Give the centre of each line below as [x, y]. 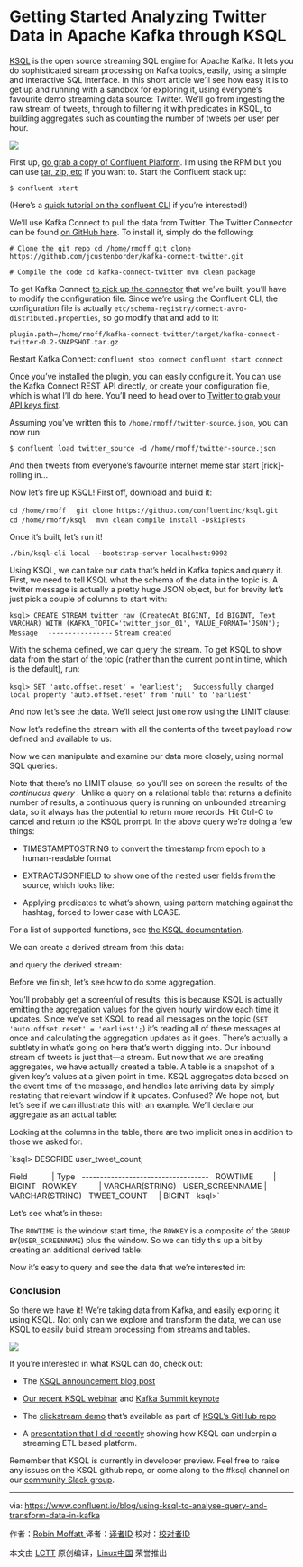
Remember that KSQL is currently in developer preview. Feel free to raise [144, 1461]
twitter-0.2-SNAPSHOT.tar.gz [64, 342]
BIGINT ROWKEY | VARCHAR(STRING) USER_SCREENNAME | [138, 1186]
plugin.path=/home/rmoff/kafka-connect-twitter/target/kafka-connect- [145, 334]
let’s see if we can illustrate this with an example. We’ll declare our [132, 1104]
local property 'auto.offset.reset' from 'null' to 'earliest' [131, 695]
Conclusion [35, 1290]
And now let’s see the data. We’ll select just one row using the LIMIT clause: [150, 711]
